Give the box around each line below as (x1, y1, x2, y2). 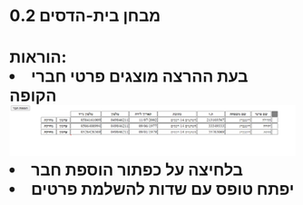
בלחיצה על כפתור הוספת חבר (31, 160, 243, 181)
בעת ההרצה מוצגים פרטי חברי (31, 66, 249, 87)
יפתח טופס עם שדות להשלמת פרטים (31, 179, 295, 200)
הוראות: (9, 47, 67, 68)
